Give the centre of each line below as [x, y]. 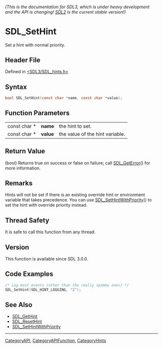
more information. [23, 168]
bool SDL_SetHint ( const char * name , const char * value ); [64, 98]
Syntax [16, 87]
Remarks [19, 183]
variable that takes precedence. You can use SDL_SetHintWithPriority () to [78, 200]
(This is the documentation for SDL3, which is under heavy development [77, 7]
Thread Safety [27, 220]
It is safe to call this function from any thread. [50, 232]
